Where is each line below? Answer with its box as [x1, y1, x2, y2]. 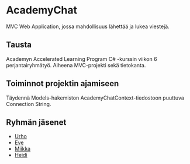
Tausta [6, 40, 32, 50]
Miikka [14, 145, 31, 152]
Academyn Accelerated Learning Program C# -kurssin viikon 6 [6, 55, 157, 62]
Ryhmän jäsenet [6, 117, 67, 127]
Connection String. [6, 100, 51, 107]
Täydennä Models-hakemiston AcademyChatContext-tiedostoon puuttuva [6, 94, 184, 101]
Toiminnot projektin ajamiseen [6, 78, 119, 88]
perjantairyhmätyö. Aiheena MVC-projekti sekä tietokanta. [6, 61, 146, 69]
